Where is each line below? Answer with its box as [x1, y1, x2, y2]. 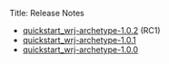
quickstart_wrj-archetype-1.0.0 [22, 44, 139, 55]
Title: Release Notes [9, 8, 84, 18]
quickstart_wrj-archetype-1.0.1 [22, 35, 136, 45]
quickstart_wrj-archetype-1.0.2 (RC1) [22, 25, 161, 35]
